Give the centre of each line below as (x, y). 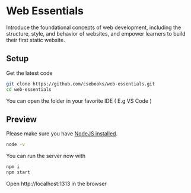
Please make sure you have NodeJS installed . (62, 134)
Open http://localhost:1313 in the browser (56, 183)
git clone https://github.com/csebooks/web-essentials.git (81, 84)
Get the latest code (29, 73)
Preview (22, 119)
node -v (16, 145)
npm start (18, 173)
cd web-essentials (29, 89)
